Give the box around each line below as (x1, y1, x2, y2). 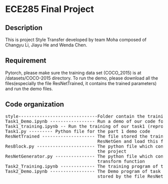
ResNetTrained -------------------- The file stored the (5, 133, 148, 139)
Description (5, 23, 42, 32)
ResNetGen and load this (97, 138, 158, 144)
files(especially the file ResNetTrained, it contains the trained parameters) (5, 80, 157, 86)
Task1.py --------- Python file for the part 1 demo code (5, 128, 150, 134)
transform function (97, 158, 145, 164)
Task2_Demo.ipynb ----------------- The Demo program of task (5, 168, 161, 174)
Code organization (5, 100, 64, 108)
